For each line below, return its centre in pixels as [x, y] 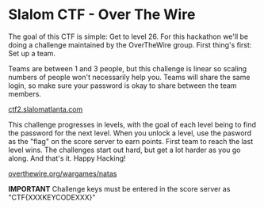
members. [25, 93]
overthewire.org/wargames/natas [63, 173]
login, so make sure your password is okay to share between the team [122, 85]
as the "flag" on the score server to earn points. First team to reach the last [131, 141]
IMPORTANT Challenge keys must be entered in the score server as [119, 188]
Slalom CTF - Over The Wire [102, 15]
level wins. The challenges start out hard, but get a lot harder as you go [124, 150]
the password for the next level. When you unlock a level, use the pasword [130, 133]
